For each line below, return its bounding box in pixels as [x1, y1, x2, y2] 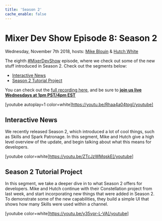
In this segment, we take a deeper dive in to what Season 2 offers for [5, 181, 143, 187]
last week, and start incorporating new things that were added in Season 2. [5, 191, 155, 197]
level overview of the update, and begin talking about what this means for [5, 139, 151, 145]
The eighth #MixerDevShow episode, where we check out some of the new [5, 58, 155, 64]
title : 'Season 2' [5, 7, 42, 12]
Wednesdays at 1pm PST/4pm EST [5, 92, 76, 98]
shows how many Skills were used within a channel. [5, 201, 108, 207]
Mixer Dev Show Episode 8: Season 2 [5, 33, 158, 44]
